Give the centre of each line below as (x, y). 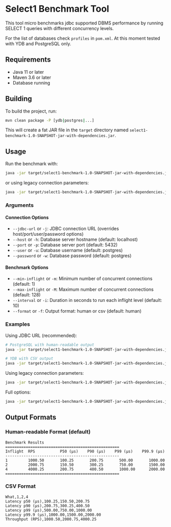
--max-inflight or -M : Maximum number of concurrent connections (83, 289)
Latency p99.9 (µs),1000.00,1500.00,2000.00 (53, 515)
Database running (31, 82)
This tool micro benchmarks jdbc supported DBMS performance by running (84, 23)
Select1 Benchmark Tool (57, 9)
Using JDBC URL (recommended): (41, 335)
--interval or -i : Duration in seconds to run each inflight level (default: (87, 300)
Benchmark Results (25, 442)
